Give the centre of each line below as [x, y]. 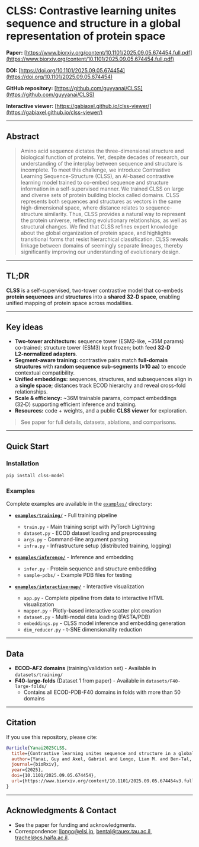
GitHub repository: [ [31, 88]
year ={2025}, [28, 770]
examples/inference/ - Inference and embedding [74, 557]
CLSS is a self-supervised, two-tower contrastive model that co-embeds [95, 290]
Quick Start [28, 446]
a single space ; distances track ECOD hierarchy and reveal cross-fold [100, 386]
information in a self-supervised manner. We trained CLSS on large [102, 189]
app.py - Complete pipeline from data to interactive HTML [94, 598]
